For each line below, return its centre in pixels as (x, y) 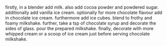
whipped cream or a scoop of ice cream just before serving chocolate (77, 34)
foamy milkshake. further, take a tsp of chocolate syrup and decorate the (81, 23)
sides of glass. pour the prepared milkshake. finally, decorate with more (79, 28)
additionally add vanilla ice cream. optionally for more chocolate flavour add (84, 12)
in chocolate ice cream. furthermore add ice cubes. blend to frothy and (79, 18)
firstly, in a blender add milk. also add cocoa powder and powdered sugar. (82, 7)
